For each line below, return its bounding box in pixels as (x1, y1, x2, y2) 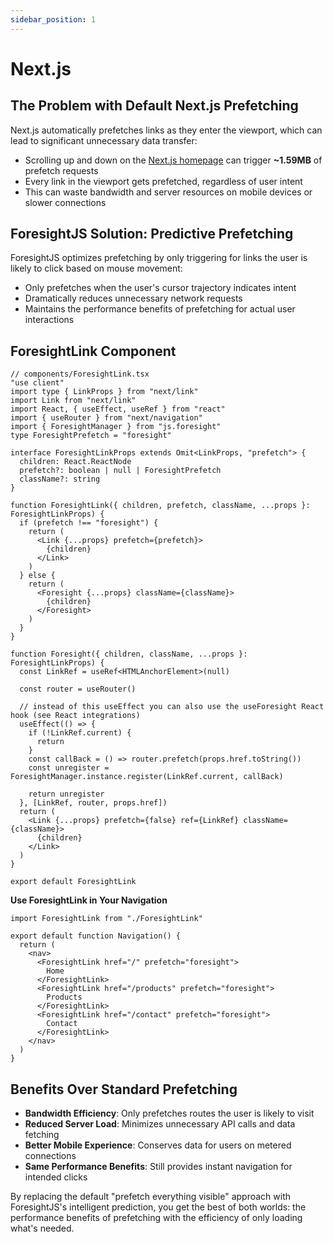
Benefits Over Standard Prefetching (10, 1081, 238, 1098)
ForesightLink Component (10, 342, 177, 360)
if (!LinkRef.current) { (28, 728, 132, 738)
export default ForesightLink (10, 877, 137, 887)
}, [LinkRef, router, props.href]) (19, 798, 168, 808)
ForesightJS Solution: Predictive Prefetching (10, 226, 294, 243)
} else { (19, 571, 56, 581)
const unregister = (28, 763, 110, 773)
